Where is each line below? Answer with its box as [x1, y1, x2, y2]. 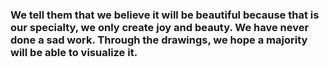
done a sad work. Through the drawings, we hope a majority [10, 33, 308, 47]
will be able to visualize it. [10, 45, 138, 59]
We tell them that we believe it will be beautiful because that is [10, 8, 320, 22]
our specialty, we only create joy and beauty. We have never [10, 20, 310, 34]
